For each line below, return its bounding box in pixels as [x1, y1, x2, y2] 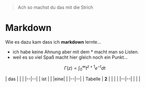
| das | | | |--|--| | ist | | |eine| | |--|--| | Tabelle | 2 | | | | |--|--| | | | [5, 76, 140, 82]
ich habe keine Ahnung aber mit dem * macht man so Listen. [12, 48, 139, 55]
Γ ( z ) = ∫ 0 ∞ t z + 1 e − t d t [64, 64, 106, 72]
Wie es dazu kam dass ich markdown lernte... [5, 39, 101, 45]
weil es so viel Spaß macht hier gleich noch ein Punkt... [12, 54, 128, 60]
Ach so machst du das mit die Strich [17, 5, 94, 10]
